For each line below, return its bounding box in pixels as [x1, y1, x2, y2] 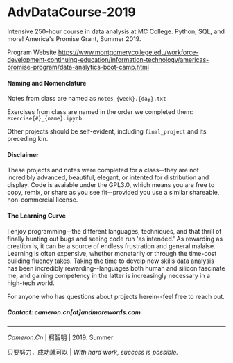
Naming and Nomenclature [7, 79, 87, 87]
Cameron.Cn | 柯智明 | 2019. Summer [7, 333, 114, 341]
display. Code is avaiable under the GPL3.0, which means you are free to [7, 181, 215, 189]
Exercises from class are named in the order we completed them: [7, 108, 193, 116]
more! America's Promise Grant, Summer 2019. [7, 34, 141, 42]
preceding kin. [7, 135, 49, 143]
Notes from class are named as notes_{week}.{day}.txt [7, 95, 166, 103]
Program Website [7, 48, 57, 56]
